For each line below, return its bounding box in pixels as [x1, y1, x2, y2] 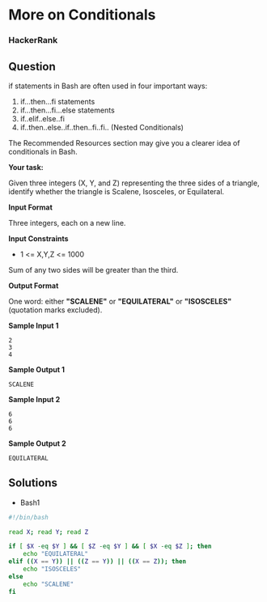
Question [8, 59, 56, 74]
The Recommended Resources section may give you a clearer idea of [8, 138, 240, 147]
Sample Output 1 [8, 364, 65, 374]
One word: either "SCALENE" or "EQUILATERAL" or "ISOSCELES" [8, 296, 232, 306]
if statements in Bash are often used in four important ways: [8, 81, 208, 91]
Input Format [8, 202, 53, 212]
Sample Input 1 [8, 320, 59, 330]
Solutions [8, 476, 58, 490]
